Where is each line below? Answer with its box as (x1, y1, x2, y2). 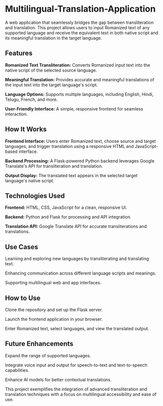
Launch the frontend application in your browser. (5, 316, 103, 322)
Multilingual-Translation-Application (5, 3, 156, 15)
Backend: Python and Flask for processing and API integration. (5, 214, 131, 220)
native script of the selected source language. (5, 67, 97, 73)
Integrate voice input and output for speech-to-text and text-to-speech (5, 362, 147, 368)
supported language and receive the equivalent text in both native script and (5, 30, 159, 36)
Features (5, 49, 33, 57)
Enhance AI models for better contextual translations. (5, 376, 112, 383)
